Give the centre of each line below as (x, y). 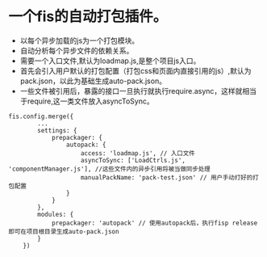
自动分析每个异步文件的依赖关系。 (77, 50)
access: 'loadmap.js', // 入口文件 (138, 153)
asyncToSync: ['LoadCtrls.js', (133, 160)
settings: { (58, 130)
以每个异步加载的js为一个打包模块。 (79, 40)
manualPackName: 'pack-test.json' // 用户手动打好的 (167, 177)
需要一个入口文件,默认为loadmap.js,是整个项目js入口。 (110, 61)
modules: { (56, 214)
